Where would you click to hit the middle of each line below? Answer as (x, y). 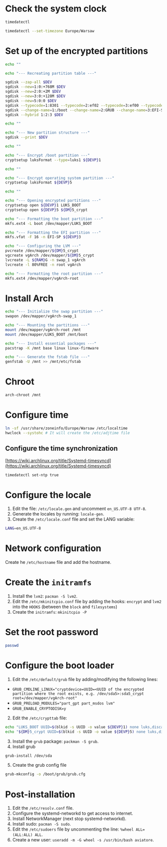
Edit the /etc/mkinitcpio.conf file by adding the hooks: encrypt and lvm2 (87, 602)
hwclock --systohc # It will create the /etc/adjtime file (68, 433)
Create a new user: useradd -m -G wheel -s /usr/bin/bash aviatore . (83, 840)
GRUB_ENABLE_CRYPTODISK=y (39, 708)
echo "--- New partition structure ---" (48, 133)
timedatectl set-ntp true (32, 475)
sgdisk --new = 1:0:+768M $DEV (35, 87)
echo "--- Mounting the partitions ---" (48, 325)
